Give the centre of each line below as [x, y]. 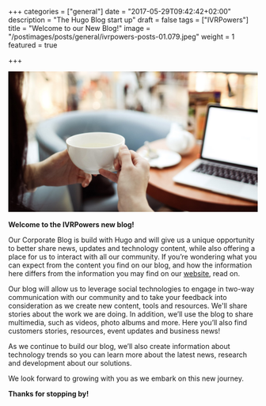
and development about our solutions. [70, 362]
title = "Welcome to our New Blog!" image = [80, 28]
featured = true [33, 45]
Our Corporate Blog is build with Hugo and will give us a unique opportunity [131, 240]
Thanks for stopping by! [49, 393]
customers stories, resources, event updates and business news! [114, 331]
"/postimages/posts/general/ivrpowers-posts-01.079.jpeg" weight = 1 [122, 36]
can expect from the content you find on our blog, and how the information [130, 265]
